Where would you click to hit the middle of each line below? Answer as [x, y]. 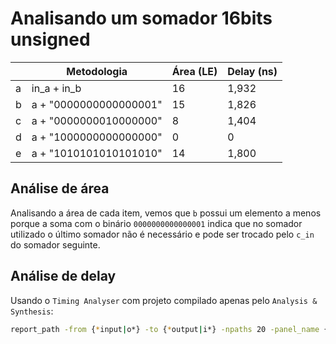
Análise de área [60, 188]
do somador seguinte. [55, 244]
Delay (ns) [252, 71]
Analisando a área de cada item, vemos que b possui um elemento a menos [166, 213]
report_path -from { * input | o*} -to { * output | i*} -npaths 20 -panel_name [165, 329]
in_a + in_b [56, 88]
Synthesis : [32, 311]
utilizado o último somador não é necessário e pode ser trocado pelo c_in [162, 234]
